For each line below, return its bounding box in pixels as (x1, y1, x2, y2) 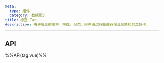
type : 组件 (9, 8, 30, 13)
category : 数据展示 (9, 13, 46, 18)
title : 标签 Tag (5, 17, 37, 22)
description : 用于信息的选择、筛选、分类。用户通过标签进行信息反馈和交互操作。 (5, 22, 150, 27)
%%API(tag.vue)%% (5, 52, 47, 58)
